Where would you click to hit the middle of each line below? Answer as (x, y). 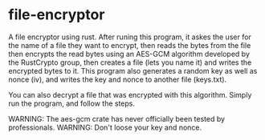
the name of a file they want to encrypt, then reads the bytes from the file (130, 45)
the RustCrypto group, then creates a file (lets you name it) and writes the (130, 62)
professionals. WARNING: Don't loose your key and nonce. (105, 127)
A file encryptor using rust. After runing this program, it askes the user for (130, 37)
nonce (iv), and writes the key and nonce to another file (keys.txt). (118, 79)
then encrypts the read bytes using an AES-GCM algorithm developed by (129, 54)
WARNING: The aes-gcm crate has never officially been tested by (117, 118)
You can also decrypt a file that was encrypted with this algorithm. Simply (130, 94)
